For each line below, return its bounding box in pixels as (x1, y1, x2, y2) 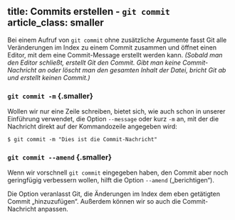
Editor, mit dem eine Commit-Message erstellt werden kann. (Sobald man (7, 50, 223, 59)
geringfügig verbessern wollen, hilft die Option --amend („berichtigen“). (7, 176, 215, 185)
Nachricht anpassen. (7, 205, 69, 214)
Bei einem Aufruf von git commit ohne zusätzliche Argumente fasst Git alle (7, 35, 227, 44)
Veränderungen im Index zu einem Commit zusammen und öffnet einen (7, 43, 217, 52)
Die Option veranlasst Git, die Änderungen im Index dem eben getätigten (7, 189, 221, 198)
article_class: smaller (7, 17, 105, 29)
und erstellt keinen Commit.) (7, 73, 90, 82)
